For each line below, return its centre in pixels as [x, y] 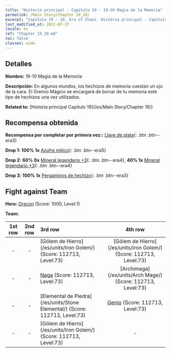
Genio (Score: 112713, [135, 302]
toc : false [17, 39]
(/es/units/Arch [126, 275]
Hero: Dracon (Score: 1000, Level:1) [43, 204]
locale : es [17, 29]
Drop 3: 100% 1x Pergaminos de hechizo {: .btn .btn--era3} [67, 175]
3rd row [50, 230]
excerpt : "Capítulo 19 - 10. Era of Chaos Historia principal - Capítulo [86, 19]
